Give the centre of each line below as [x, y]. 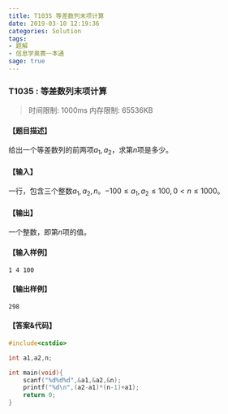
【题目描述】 [30, 130]
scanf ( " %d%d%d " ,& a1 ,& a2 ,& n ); [72, 380]
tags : [17, 39]
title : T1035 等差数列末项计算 [56, 16]
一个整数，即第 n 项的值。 [50, 232]
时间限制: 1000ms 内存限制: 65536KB [90, 110]
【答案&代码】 [32, 326]
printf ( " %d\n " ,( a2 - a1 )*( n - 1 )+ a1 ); [81, 388]
